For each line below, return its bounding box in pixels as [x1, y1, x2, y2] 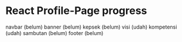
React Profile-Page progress [5, 4, 148, 17]
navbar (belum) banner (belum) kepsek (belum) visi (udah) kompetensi [5, 23, 177, 30]
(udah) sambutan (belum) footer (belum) [5, 29, 104, 36]
